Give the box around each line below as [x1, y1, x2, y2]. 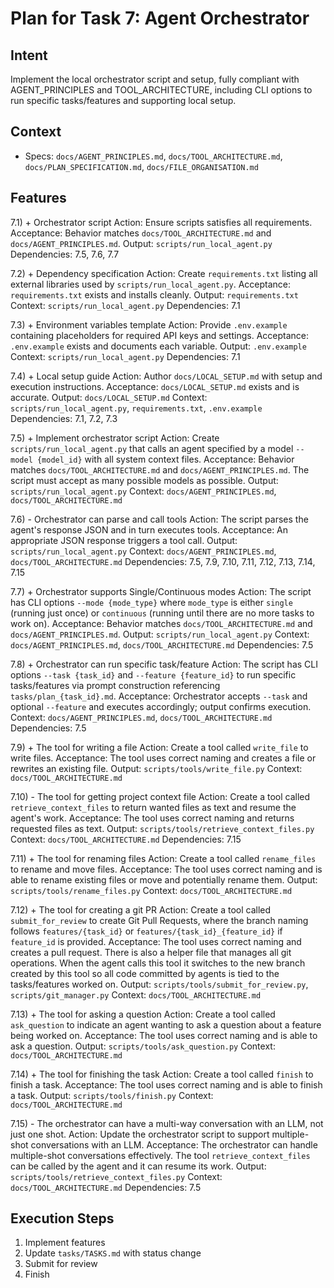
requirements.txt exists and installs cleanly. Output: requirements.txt [10, 288, 299, 301]
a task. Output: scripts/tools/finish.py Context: [10, 1089, 214, 1101]
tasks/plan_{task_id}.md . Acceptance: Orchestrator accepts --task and [10, 690, 308, 702]
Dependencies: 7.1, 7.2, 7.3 [10, 412, 118, 424]
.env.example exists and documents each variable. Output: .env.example [10, 340, 307, 352]
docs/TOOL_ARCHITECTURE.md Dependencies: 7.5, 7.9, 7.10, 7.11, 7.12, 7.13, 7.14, [10, 555, 316, 567]
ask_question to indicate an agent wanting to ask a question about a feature [10, 1018, 322, 1031]
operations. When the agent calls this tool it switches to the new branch [10, 957, 306, 969]
